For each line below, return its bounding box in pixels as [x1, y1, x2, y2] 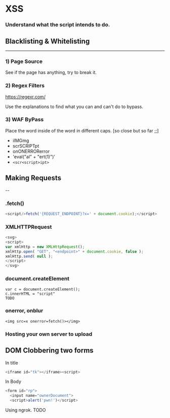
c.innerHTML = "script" [5, 291, 56, 296]
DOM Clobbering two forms [5, 346, 94, 355]
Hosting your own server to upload [5, 330, 93, 337]
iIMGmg [12, 137, 29, 144]
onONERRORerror [12, 148, 50, 154]
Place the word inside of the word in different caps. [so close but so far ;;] [5, 127, 159, 133]
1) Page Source [5, 58, 43, 65]
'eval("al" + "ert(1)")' [12, 153, 56, 160]
